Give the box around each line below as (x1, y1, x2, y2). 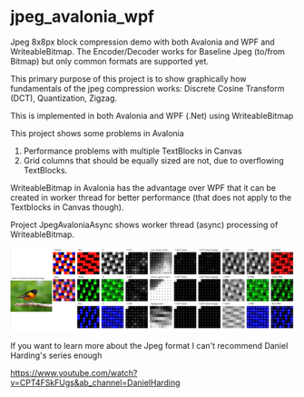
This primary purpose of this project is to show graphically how (10, 73, 247, 84)
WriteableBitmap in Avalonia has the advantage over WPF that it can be (10, 182, 276, 193)
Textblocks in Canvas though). (10, 202, 124, 213)
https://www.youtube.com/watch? (10, 368, 138, 379)
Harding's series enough (10, 350, 103, 361)
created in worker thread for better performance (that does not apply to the (10, 192, 292, 203)
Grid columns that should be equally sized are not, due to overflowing (23, 154, 284, 165)
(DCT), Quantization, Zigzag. (10, 93, 117, 104)
